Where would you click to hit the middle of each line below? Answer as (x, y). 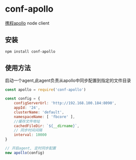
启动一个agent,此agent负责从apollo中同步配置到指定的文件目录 (68, 80)
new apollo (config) (25, 153)
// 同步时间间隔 (28, 130)
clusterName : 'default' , (39, 112)
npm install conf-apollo (30, 51)
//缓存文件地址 (27, 121)
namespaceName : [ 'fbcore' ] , (45, 117)
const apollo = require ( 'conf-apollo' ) (46, 90)
